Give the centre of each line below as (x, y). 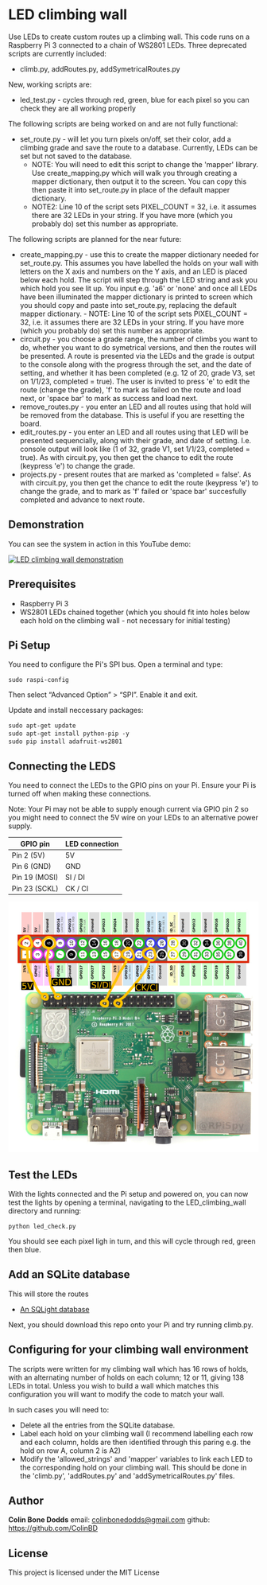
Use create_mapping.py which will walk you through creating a (134, 173)
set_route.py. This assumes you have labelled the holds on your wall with (139, 263)
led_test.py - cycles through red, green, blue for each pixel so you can (134, 99)
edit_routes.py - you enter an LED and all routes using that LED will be (134, 432)
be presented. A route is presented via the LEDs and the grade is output (137, 356)
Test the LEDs (43, 1175)
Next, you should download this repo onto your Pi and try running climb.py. (131, 1324)
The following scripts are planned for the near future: (95, 239)
